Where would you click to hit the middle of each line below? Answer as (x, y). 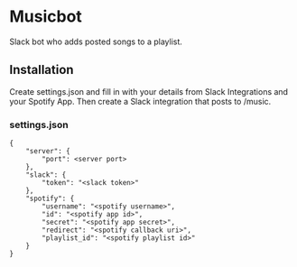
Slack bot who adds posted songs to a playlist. (96, 41)
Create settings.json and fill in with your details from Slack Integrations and (149, 91)
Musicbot (46, 17)
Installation (42, 70)
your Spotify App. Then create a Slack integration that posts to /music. (140, 101)
